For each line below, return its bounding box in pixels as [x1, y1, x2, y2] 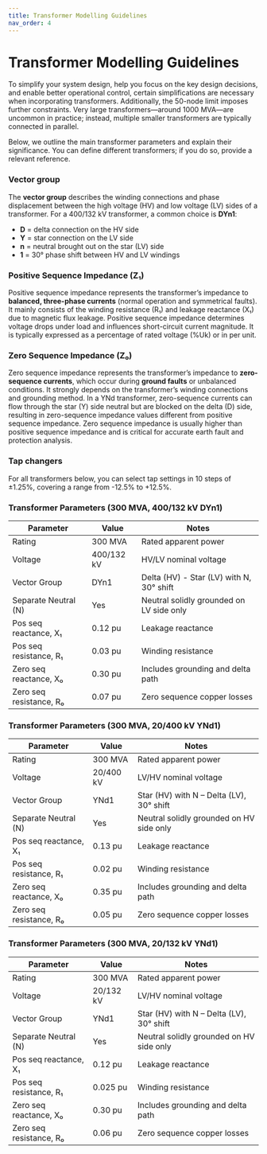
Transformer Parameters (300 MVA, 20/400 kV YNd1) [8, 719, 221, 731]
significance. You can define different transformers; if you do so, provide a [8, 146, 253, 155]
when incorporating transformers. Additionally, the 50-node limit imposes [8, 96, 249, 106]
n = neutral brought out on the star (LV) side [19, 241, 164, 251]
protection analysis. [8, 435, 73, 446]
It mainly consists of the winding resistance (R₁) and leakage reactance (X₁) [8, 305, 254, 314]
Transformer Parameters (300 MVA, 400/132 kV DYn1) [8, 502, 223, 513]
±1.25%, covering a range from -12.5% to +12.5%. [8, 482, 172, 492]
